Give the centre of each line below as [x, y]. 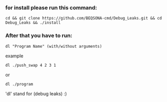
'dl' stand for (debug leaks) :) [36, 93]
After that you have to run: [39, 36]
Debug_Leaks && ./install [33, 23]
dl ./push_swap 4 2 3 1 [31, 65]
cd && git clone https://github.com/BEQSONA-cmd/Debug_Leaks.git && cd [83, 18]
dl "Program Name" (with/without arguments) [54, 46]
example [14, 56]
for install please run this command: [51, 8]
